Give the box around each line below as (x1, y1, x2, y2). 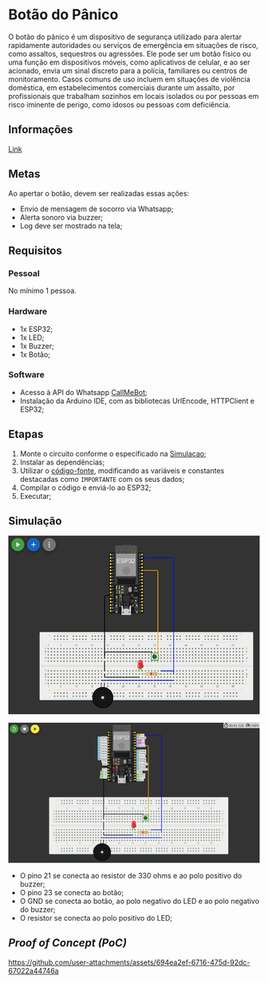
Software (8, 369, 45, 381)
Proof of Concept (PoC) (8, 936, 128, 950)
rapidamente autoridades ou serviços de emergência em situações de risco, (8, 40, 259, 49)
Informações (8, 123, 73, 136)
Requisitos (8, 243, 62, 257)
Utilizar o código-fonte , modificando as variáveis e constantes (19, 465, 225, 476)
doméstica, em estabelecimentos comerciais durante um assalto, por (8, 82, 235, 93)
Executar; (19, 491, 52, 500)
